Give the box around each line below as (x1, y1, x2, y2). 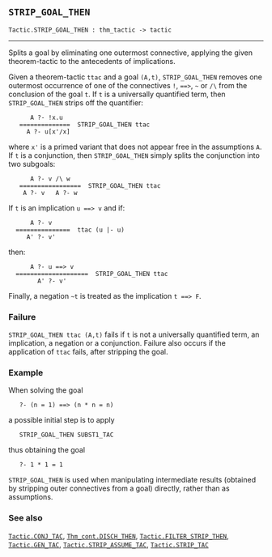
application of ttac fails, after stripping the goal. (8, 347, 168, 357)
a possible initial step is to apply (8, 415, 115, 425)
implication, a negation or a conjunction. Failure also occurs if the (8, 338, 227, 348)
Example (8, 368, 44, 379)
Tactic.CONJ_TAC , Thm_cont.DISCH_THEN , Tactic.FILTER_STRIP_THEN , (8, 530, 229, 541)
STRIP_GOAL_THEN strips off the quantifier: (8, 97, 144, 108)
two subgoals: (8, 159, 56, 168)
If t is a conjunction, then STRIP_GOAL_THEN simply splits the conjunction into (8, 150, 261, 160)
